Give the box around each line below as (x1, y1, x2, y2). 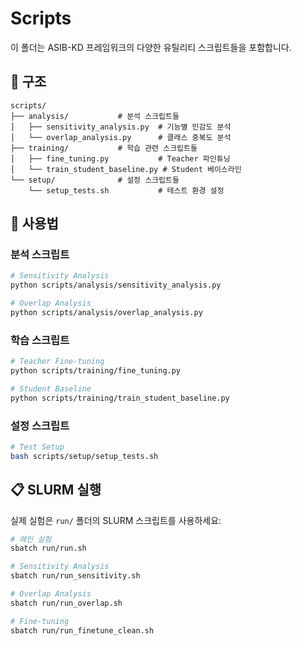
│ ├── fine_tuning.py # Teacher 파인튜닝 (10, 153, 231, 164)
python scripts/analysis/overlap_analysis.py (10, 308, 203, 318)
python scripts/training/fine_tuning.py (10, 366, 182, 376)
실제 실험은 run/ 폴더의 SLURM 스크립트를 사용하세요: (10, 514, 222, 526)
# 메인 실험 (10, 534, 52, 544)
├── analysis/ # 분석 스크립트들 (10, 111, 180, 121)
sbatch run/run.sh (10, 543, 87, 554)
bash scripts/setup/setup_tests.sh (10, 451, 159, 461)
